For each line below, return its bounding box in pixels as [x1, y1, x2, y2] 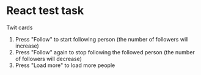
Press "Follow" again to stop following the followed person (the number [15, 48, 196, 55]
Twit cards [6, 24, 33, 31]
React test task [6, 4, 84, 18]
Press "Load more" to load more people [15, 62, 115, 69]
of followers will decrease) [15, 55, 82, 62]
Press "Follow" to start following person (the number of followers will [15, 35, 189, 43]
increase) [15, 42, 40, 49]
